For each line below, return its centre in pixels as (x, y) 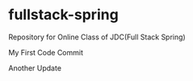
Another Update (35, 68)
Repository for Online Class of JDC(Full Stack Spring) (97, 37)
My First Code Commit (46, 52)
